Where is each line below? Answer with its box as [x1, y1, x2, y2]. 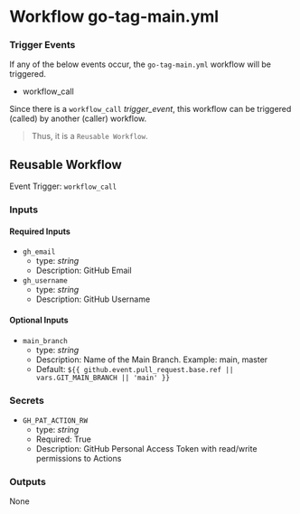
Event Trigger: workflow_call [9, 181, 117, 192]
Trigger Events [9, 39, 76, 51]
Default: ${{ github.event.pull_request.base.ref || [35, 363, 234, 374]
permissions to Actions [35, 453, 122, 463]
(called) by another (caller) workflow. [9, 113, 147, 124]
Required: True [35, 434, 92, 444]
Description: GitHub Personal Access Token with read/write [35, 443, 258, 453]
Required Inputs [9, 226, 70, 237]
